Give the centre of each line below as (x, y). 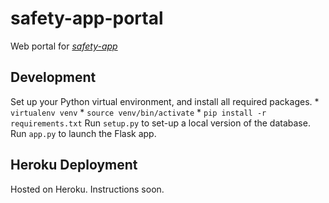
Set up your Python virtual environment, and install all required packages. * (165, 101)
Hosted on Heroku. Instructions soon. (87, 189)
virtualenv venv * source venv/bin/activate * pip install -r (138, 112)
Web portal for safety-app (64, 46)
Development (53, 77)
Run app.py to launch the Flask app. (83, 133)
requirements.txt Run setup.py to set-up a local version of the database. (160, 123)
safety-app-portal (87, 18)
